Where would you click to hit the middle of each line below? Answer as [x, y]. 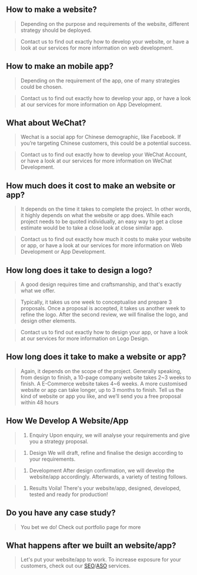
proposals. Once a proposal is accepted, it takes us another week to [103, 308]
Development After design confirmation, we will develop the [102, 470]
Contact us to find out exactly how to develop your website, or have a [105, 41]
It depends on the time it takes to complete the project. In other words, [106, 209]
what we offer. [38, 291]
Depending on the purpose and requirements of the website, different [105, 24]
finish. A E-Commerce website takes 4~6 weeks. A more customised [104, 383]
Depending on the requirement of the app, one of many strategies [100, 80]
